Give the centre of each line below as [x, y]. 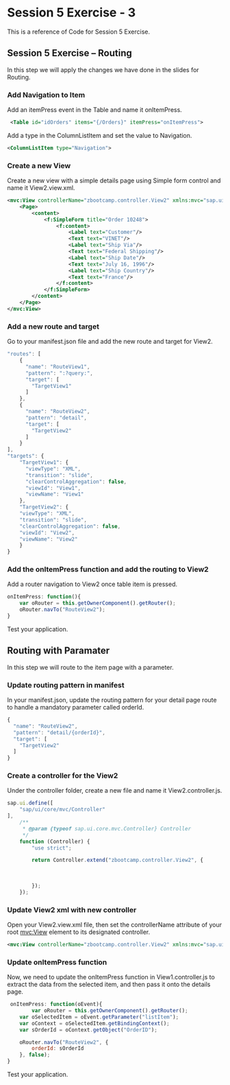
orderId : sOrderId [58, 1049]
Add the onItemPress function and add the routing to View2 [108, 570]
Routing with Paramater [59, 651]
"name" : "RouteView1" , [57, 366]
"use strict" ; [52, 848]
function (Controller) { [55, 841]
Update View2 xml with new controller [72, 909]
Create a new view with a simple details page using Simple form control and [114, 180]
